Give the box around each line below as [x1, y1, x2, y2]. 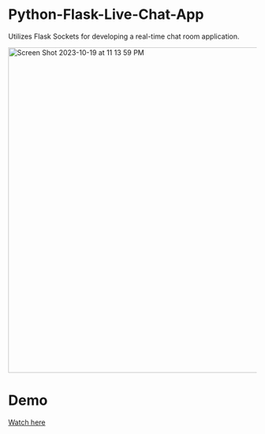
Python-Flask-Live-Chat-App [8, 6, 204, 24]
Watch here [8, 417, 46, 427]
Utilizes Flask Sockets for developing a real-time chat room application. [8, 32, 240, 41]
